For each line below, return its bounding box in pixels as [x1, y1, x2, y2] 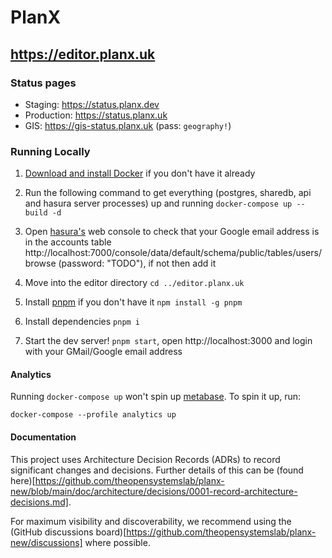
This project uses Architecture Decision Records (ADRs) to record [10, 453, 281, 465]
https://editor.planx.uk [10, 46, 156, 63]
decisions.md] [10, 496, 69, 508]
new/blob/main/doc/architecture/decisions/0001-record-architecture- [10, 485, 298, 497]
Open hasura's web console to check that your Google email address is [24, 226, 320, 238]
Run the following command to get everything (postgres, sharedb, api [24, 187, 312, 199]
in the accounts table [24, 236, 112, 248]
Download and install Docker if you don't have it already [24, 167, 256, 180]
